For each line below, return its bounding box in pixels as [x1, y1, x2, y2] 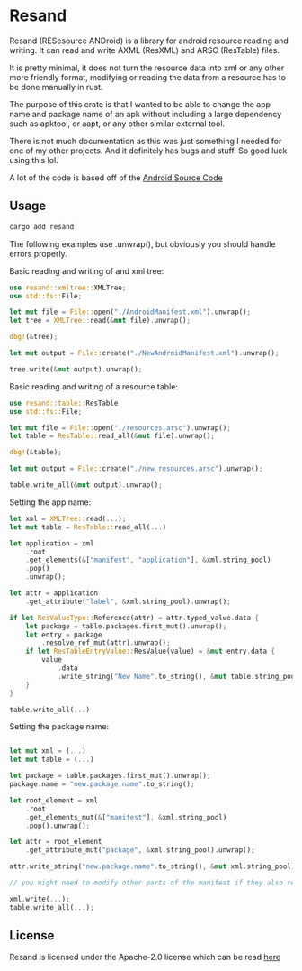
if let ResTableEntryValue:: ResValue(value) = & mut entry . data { [25, 646, 276, 656]
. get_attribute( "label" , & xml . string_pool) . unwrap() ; [25, 597, 231, 606]
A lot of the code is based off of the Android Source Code [9, 172, 223, 183]
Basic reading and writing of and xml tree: [9, 265, 164, 276]
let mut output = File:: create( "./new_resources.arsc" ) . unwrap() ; [9, 464, 263, 473]
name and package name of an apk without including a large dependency [9, 108, 282, 119]
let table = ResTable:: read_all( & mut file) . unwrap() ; [9, 432, 216, 441]
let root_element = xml [9, 795, 99, 805]
